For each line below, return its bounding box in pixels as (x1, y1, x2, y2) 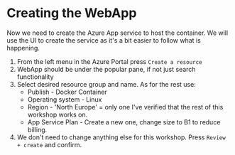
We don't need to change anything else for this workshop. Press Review (16, 133, 226, 141)
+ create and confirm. (16, 140, 82, 149)
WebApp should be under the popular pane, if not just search (16, 65, 196, 73)
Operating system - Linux (27, 95, 102, 104)
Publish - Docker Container (27, 87, 107, 96)
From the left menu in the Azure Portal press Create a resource (16, 57, 203, 65)
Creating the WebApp (6, 5, 137, 21)
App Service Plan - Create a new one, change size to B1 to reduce (27, 117, 221, 126)
